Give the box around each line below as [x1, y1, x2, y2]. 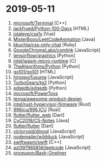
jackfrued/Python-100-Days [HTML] [13, 25, 90, 31]
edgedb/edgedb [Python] [13, 85, 67, 91]
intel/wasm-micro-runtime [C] [13, 58, 76, 64]
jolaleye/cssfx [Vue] [13, 31, 56, 37]
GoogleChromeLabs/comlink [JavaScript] [13, 47, 101, 53]
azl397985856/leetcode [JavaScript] [13, 144, 91, 150]
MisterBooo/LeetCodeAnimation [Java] [13, 36, 95, 42]
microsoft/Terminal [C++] [13, 20, 67, 26]
